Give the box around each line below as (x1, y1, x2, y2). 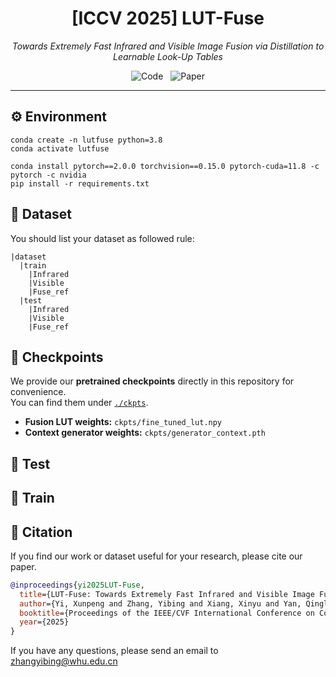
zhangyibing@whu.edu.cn (10, 655, 118, 667)
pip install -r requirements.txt (10, 178, 150, 189)
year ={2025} (19, 617, 70, 627)
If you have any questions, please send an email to (10, 645, 219, 657)
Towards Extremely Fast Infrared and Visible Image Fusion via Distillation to (11, 40, 325, 52)
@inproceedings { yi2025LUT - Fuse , (10, 580, 145, 590)
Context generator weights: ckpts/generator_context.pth (24, 427, 266, 439)
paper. (10, 560, 37, 572)
